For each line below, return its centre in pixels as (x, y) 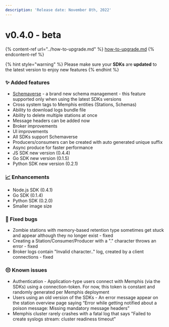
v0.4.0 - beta (33, 35)
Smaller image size (32, 206)
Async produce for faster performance (53, 147)
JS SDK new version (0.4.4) (41, 153)
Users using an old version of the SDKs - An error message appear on (85, 297)
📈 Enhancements (27, 177)
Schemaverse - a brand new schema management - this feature (79, 94)
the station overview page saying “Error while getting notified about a (85, 303)
